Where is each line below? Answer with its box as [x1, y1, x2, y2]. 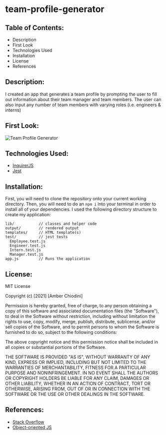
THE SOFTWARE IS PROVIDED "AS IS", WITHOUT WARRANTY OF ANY [5, 354, 151, 360]
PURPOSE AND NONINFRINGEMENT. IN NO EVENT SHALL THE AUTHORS [5, 370, 159, 376]
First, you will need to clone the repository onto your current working [5, 196, 147, 202]
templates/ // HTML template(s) [5, 230, 81, 235]
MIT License [5, 283, 31, 289]
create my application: [5, 212, 51, 218]
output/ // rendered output [5, 226, 79, 231]
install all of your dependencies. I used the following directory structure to [5, 206, 157, 212]
